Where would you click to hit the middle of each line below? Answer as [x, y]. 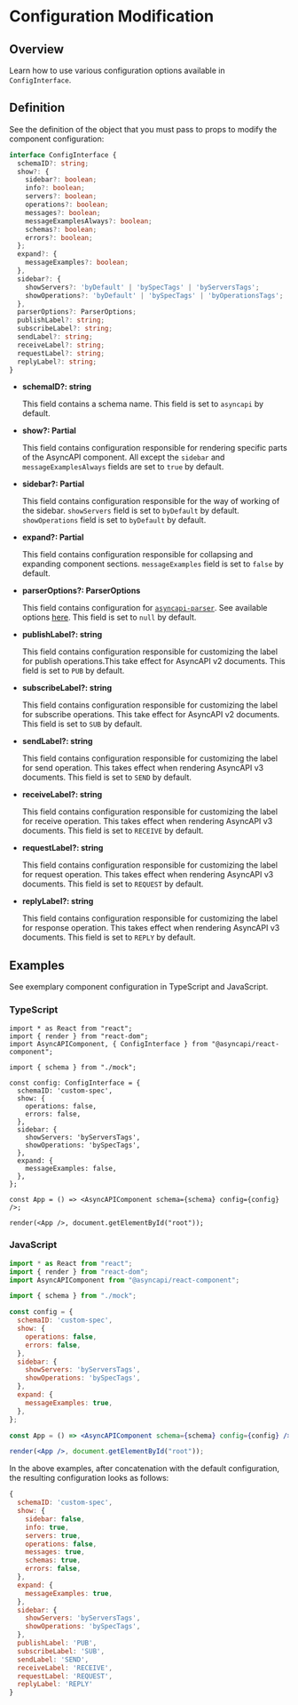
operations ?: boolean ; [67, 205]
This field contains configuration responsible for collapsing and [137, 555]
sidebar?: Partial [53, 484]
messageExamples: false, [71, 1168]
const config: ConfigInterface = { [75, 1083]
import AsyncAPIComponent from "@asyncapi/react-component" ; [125, 1280]
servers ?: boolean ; [61, 196]
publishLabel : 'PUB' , [57, 1643]
